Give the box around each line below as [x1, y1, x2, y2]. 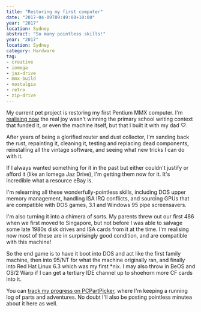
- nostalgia [6, 82, 36, 88]
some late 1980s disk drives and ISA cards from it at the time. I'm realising [6, 226, 189, 233]
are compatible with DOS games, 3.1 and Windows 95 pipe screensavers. [6, 201, 187, 208]
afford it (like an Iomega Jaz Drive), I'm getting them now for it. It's [6, 170, 170, 178]
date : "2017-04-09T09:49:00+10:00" [6, 14, 95, 20]
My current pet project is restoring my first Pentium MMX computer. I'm [6, 109, 183, 116]
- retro [6, 87, 26, 93]
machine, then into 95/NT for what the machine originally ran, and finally [6, 256, 185, 263]
